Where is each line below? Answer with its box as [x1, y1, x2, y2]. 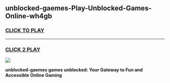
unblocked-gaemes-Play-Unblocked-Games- [5, 4, 152, 13]
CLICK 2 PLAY [5, 46, 40, 53]
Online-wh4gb [5, 12, 52, 21]
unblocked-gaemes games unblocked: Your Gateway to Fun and [5, 66, 143, 72]
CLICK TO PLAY [5, 27, 45, 34]
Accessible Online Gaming [5, 72, 62, 78]
